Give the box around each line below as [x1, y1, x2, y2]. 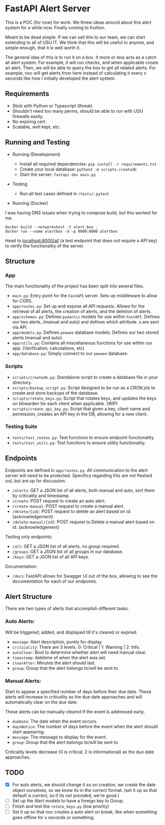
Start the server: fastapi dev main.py [19, 171, 96, 177]
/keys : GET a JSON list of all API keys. [12, 553, 90, 559]
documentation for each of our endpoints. [12, 578, 98, 584]
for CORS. [12, 298, 33, 304]
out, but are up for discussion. [5, 478, 66, 484]
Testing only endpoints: [5, 534, 53, 540]
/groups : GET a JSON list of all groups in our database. [12, 549, 124, 554]
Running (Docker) [12, 200, 48, 206]
